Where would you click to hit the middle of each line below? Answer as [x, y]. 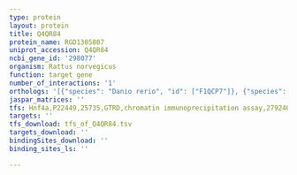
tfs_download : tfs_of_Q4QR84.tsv [71, 125]
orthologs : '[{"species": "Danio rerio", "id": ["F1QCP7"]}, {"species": [148, 91]
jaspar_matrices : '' [47, 99]
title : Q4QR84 [35, 34]
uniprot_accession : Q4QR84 [59, 50]
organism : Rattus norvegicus [63, 67]
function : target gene [51, 75]
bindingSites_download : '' [59, 141]
